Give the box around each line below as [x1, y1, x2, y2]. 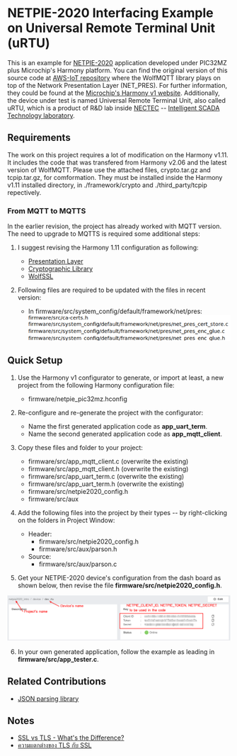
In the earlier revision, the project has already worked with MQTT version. [7, 222, 221, 231]
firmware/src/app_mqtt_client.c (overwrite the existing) [28, 457, 189, 466]
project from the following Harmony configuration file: [17, 380, 175, 389]
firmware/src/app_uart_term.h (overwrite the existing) [28, 480, 185, 488]
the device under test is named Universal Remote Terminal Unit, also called [7, 96, 226, 104]
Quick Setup [7, 354, 63, 366]
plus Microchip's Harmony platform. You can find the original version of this [7, 66, 228, 74]
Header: [28, 529, 52, 538]
